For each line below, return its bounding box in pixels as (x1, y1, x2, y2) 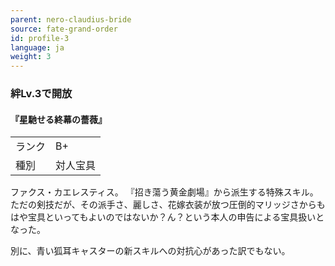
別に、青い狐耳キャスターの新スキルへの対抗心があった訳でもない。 (10, 245, 291, 257)
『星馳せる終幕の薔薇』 (10, 113, 107, 125)
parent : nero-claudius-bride (10, 14, 132, 25)
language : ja (10, 42, 65, 53)
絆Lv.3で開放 (10, 87, 73, 101)
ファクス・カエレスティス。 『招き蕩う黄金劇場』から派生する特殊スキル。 (10, 186, 319, 198)
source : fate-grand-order (10, 24, 118, 34)
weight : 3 (10, 52, 52, 62)
